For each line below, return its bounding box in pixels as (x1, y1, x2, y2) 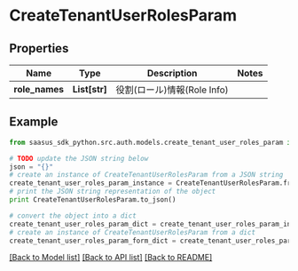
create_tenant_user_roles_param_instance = (9, 179, 173, 187)
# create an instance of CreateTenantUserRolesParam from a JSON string (9, 171, 284, 179)
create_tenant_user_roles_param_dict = (9, 219, 157, 228)
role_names (13, 84, 65, 95)
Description (146, 68, 198, 79)
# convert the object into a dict (9, 211, 137, 220)
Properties (9, 41, 69, 56)
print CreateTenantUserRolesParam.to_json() (9, 195, 176, 204)
